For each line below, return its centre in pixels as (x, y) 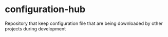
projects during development (35, 28)
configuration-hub (45, 9)
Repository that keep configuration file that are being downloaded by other (84, 23)
